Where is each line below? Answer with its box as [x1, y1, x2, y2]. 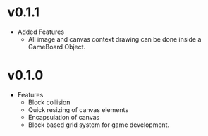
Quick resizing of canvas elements [27, 105, 129, 113]
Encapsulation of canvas [27, 113, 100, 121]
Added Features [17, 27, 65, 36]
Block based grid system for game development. [27, 120, 170, 129]
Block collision [27, 98, 71, 106]
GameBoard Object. [27, 42, 86, 51]
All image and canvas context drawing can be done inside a [27, 35, 202, 43]
